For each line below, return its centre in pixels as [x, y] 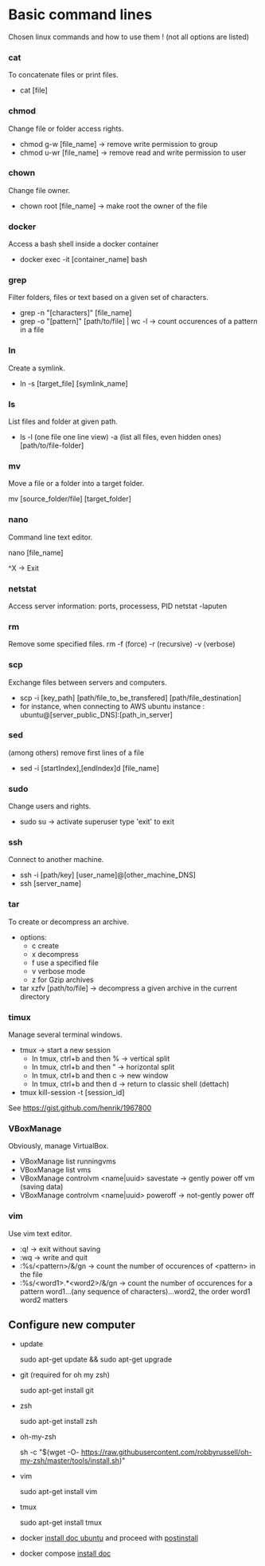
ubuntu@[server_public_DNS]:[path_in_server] [96, 714]
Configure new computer [72, 1325]
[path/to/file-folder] [52, 445]
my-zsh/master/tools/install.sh [70, 1461]
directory [35, 996]
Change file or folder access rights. [66, 129]
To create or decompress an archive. [68, 921]
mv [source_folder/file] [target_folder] [70, 499]
